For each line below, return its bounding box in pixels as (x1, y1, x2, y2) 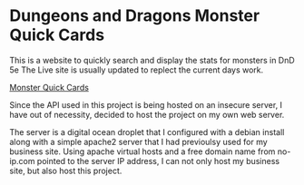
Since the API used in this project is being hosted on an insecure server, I (9, 99, 283, 110)
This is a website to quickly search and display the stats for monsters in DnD (9, 54, 295, 65)
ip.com (9, 155, 35, 166)
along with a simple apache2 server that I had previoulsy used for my (9, 136, 268, 147)
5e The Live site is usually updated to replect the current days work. (9, 64, 264, 75)
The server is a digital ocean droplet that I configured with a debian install (9, 126, 285, 137)
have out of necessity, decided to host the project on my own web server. (9, 109, 285, 120)
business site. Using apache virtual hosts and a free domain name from (9, 146, 276, 157)
